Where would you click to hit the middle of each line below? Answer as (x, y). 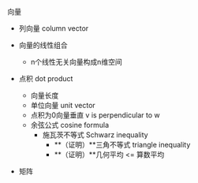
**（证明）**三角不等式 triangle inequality (122, 145)
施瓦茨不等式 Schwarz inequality (95, 135)
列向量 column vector (54, 28)
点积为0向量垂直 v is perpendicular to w (95, 115)
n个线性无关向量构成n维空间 (77, 62)
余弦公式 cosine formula (70, 125)
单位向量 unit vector (63, 105)
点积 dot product (46, 78)
